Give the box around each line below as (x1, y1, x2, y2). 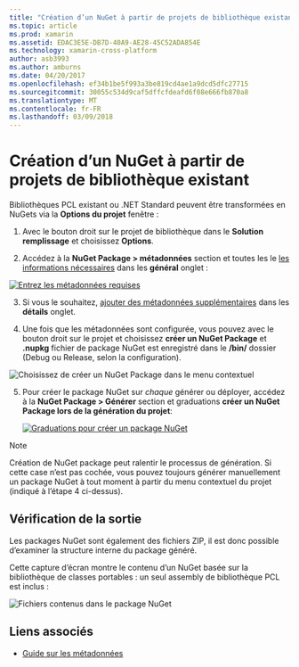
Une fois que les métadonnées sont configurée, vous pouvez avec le (21, 324, 274, 334)
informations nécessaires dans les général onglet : (21, 262, 209, 273)
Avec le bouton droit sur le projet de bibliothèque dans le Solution (21, 226, 264, 237)
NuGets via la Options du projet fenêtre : (9, 209, 159, 219)
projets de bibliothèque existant (9, 170, 250, 190)
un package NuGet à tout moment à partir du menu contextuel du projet (9, 476, 272, 487)
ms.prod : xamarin (9, 29, 74, 38)
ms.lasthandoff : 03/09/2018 (9, 112, 114, 121)
